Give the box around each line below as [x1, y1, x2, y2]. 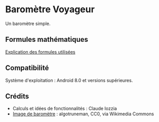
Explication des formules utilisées [5, 48, 76, 55]
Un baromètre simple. [5, 20, 51, 27]
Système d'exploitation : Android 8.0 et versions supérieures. [5, 77, 133, 83]
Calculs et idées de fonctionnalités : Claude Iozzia [12, 106, 117, 112]
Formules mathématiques [5, 35, 88, 44]
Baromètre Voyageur [5, 4, 95, 15]
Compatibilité [5, 64, 49, 72]
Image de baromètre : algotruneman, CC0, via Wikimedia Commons [12, 111, 154, 117]
